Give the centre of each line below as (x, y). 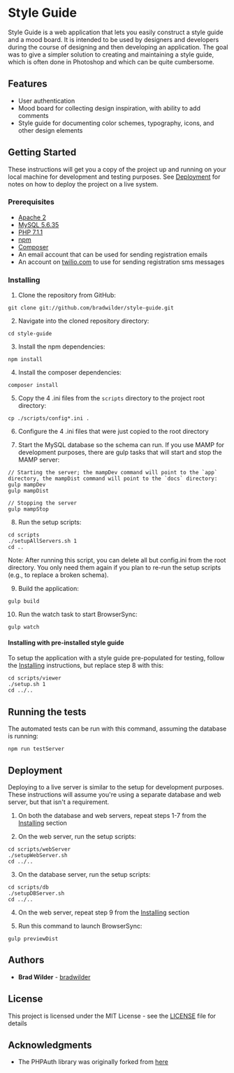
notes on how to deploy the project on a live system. (83, 184)
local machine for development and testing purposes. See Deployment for (114, 177)
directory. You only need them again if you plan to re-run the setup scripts (115, 568)
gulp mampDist (29, 491)
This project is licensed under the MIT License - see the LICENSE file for (112, 1016)
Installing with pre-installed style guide (66, 642)
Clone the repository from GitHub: (67, 295)
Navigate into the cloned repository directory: (83, 321)
